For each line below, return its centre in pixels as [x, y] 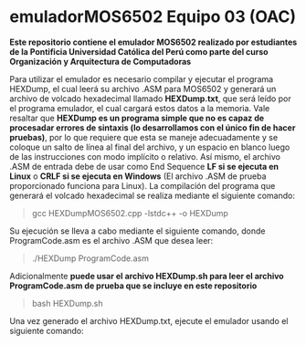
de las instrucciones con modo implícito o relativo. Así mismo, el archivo [145, 156]
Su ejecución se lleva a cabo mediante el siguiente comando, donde [137, 231]
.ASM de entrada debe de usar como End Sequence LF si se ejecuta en [144, 166]
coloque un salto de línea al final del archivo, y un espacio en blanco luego [150, 147]
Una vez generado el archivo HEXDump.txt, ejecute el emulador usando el [149, 320]
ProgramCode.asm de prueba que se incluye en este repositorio [133, 286]
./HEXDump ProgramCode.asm [90, 258]
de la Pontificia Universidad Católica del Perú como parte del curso [139, 51]
